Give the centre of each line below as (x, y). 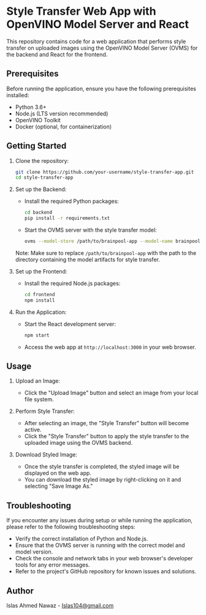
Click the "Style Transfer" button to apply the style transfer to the (107, 436)
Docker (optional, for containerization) (63, 127)
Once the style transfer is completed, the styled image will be (102, 467)
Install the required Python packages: (72, 202)
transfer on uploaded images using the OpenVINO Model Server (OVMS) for (102, 48)
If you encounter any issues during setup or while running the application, (100, 520)
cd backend (38, 213)
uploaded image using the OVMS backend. (78, 443)
